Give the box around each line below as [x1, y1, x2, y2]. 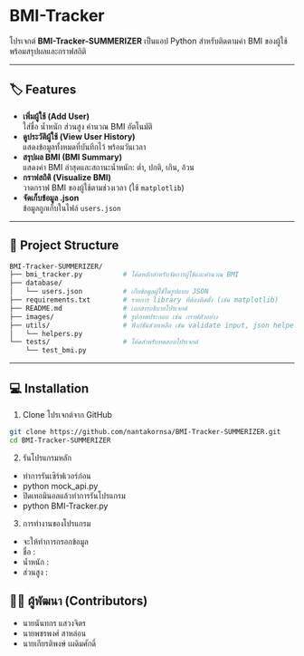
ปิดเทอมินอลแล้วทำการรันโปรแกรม [22, 490, 126, 501]
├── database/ [9, 278, 63, 288]
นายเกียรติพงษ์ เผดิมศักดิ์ [22, 638, 97, 649]
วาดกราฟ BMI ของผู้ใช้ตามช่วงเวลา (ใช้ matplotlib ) [22, 182, 185, 193]
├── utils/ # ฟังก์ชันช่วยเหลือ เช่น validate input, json [9, 321, 270, 330]
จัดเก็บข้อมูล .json [22, 192, 80, 203]
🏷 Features [9, 82, 77, 98]
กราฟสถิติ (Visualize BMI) [22, 171, 111, 182]
